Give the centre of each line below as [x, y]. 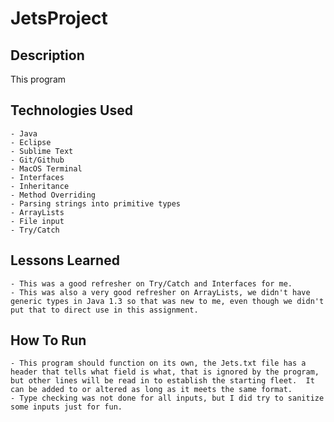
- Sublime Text [42, 151]
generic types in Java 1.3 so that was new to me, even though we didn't [167, 301]
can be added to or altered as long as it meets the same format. [151, 390]
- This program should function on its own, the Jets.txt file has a [158, 363]
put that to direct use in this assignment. [104, 310]
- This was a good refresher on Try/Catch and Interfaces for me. [151, 283]
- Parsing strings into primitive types [96, 203]
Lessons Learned [65, 260]
